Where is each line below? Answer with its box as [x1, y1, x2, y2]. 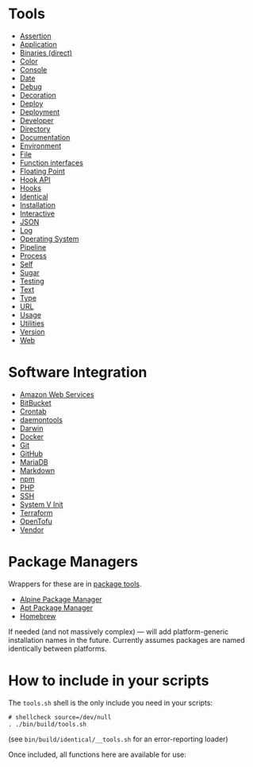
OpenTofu [19, 516, 53, 526]
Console [19, 64, 48, 74]
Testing [19, 276, 45, 286]
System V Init [19, 499, 63, 509]
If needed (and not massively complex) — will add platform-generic [8, 626, 228, 637]
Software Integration [8, 364, 148, 382]
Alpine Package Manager [19, 594, 102, 604]
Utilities [19, 318, 45, 328]
